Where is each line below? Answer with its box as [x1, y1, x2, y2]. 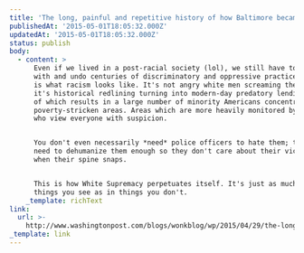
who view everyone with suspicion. [33, 114, 168, 123]
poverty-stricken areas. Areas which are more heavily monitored [33, 106, 285, 115]
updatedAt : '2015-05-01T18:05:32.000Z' [9, 30, 160, 39]
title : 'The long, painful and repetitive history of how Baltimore [9, 13, 273, 23]
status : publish [9, 38, 71, 48]
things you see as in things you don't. [33, 187, 188, 197]
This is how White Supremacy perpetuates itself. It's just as [33, 179, 278, 188]
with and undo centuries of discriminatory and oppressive [33, 72, 261, 81]
